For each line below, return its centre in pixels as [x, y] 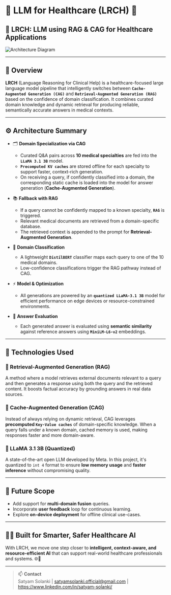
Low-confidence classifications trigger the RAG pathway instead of [91, 268]
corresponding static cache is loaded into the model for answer [87, 182]
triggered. [31, 215]
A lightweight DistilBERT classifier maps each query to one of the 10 [92, 257]
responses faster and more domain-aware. [50, 435]
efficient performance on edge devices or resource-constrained [87, 301]
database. [31, 226]
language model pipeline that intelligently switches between [68, 88]
